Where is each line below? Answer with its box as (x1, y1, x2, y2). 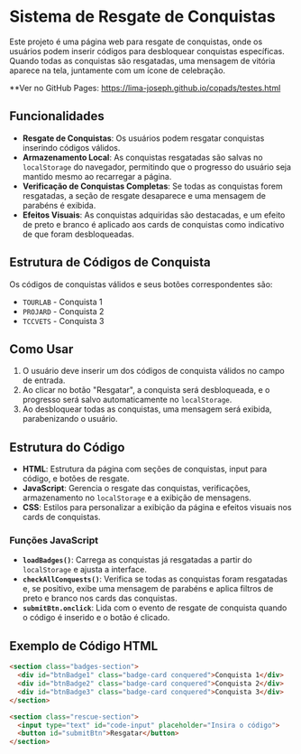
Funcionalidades (9, 108, 105, 124)
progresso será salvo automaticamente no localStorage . (22, 395, 233, 405)
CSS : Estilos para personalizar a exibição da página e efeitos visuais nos (22, 502, 292, 513)
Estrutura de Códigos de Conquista (9, 255, 211, 270)
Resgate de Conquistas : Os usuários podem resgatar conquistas (22, 133, 265, 144)
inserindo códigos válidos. (22, 142, 121, 153)
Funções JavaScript (9, 535, 99, 547)
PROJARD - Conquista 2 (22, 305, 105, 317)
